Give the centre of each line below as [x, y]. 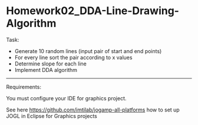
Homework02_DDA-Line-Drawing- [93, 11]
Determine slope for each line [50, 64]
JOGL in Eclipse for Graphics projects [52, 116]
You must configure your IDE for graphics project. [66, 98]
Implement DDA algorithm [46, 70]
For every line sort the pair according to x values [73, 57]
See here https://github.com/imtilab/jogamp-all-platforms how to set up [93, 110]
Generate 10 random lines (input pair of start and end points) [88, 51]
